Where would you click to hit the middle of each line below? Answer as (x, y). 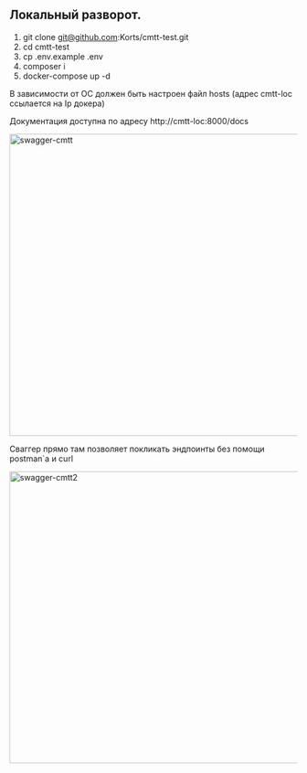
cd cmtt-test (46, 47)
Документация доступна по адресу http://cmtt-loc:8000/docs (129, 121)
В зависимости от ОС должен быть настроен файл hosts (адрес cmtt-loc (151, 93)
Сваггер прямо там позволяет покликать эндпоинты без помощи (137, 449)
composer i (44, 66)
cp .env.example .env (63, 56)
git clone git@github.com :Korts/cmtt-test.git (106, 37)
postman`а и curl (42, 458)
